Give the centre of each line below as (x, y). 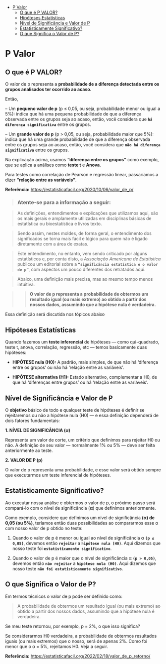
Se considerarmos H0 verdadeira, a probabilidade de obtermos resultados (81, 636)
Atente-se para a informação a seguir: (64, 202)
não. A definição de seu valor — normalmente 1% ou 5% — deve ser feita (80, 445)
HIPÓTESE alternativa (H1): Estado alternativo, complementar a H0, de (85, 377)
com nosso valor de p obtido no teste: (44, 528)
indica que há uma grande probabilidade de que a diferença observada (78, 139)
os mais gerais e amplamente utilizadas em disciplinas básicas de (84, 219)
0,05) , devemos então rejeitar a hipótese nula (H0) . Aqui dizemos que (86, 543)
